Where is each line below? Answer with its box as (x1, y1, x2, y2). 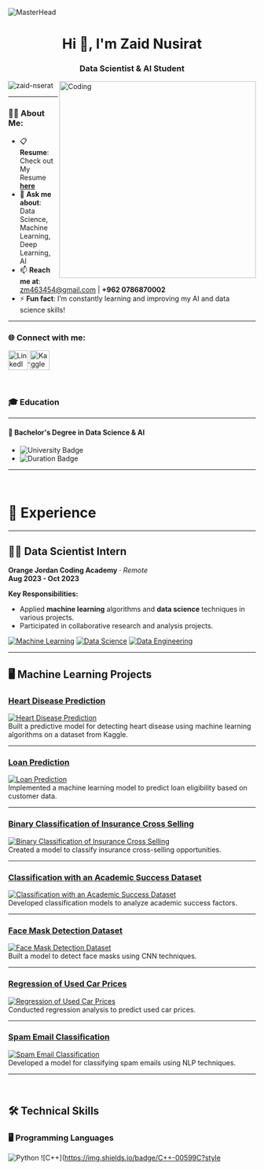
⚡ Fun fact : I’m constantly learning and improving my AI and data (19, 294, 230, 303)
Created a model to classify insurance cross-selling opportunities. (8, 845, 222, 854)
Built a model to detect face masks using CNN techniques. (8, 951, 197, 961)
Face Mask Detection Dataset (8, 925, 123, 936)
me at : (19, 276, 41, 286)
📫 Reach (19, 265, 51, 275)
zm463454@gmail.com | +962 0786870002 (19, 284, 167, 294)
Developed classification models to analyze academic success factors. (8, 898, 238, 907)
